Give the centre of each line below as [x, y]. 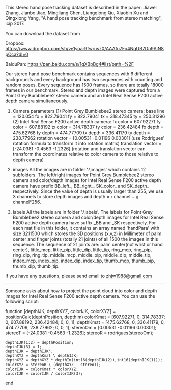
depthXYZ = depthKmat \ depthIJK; [42, 356]
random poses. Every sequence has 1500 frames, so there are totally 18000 [84, 85]
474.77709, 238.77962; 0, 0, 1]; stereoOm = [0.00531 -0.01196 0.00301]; [81, 328]
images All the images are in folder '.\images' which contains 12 [79, 170]
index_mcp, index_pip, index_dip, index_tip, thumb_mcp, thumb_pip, [84, 261]
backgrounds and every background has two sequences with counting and [84, 79]
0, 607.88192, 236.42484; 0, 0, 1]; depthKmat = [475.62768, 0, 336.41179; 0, [85, 322]
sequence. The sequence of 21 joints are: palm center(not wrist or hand [88, 244]
